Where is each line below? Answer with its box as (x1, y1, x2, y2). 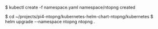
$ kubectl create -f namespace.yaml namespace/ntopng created (5, 5, 135, 10)
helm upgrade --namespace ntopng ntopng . (5, 19, 95, 24)
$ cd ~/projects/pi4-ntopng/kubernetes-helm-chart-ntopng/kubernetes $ (5, 14, 154, 19)
